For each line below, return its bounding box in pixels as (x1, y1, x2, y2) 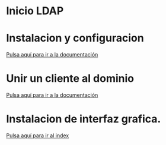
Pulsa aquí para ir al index (6, 132, 69, 139)
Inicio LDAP (6, 4, 64, 18)
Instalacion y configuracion (6, 31, 144, 45)
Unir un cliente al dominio (6, 72, 135, 86)
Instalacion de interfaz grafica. (6, 112, 161, 126)
